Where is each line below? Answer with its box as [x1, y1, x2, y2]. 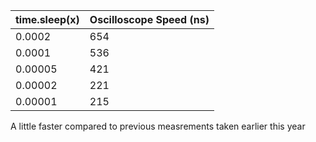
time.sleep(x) [15, 13, 80, 26]
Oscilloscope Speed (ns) [89, 13, 210, 26]
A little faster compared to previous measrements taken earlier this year [10, 120, 306, 132]
